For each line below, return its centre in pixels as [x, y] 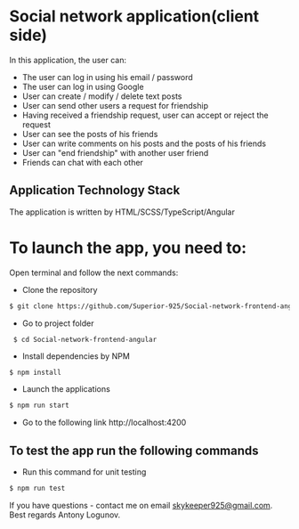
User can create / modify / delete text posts [102, 96]
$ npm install [36, 373]
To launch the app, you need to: [128, 248]
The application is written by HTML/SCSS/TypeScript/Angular [122, 212]
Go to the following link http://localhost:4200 [104, 423]
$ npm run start [39, 406]
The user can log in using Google [83, 86]
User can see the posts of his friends [90, 134]
